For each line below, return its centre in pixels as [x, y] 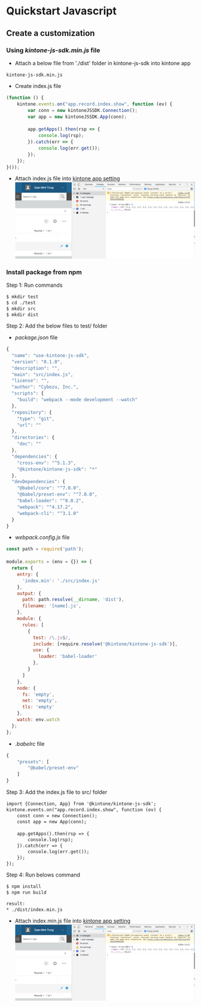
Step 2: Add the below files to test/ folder [57, 326]
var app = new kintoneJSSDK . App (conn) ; [77, 117]
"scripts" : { [28, 393]
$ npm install [24, 887]
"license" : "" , [31, 381]
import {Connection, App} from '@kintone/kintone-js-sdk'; [81, 804]
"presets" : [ [33, 762]
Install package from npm [44, 272]
